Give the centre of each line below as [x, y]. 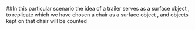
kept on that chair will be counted [46, 21]
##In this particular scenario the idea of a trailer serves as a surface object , [98, 9]
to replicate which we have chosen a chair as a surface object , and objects [97, 15]
